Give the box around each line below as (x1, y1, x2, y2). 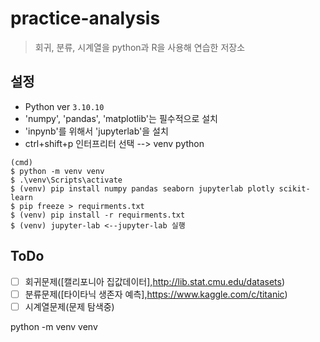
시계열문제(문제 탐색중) (24, 300, 115, 312)
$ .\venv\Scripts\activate (10, 175, 123, 185)
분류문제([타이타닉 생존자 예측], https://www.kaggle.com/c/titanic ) (24, 288, 288, 300)
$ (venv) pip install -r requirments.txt (10, 210, 186, 220)
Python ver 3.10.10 (24, 100, 105, 112)
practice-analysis (10, 7, 161, 30)
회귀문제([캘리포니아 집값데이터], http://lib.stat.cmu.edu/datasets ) (24, 275, 286, 287)
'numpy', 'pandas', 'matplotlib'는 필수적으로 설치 (24, 112, 218, 124)
